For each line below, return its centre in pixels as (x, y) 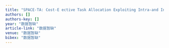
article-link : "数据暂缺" (31, 28)
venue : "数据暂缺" (23, 33)
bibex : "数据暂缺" (23, 38)
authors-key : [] (22, 19)
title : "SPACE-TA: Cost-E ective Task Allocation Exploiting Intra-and (82, 10)
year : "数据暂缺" (22, 24)
